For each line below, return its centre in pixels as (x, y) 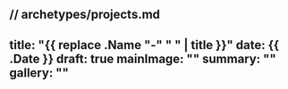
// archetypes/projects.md (85, 15)
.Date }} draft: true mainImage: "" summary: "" (143, 58)
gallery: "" (39, 73)
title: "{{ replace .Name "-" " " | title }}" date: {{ (144, 45)
